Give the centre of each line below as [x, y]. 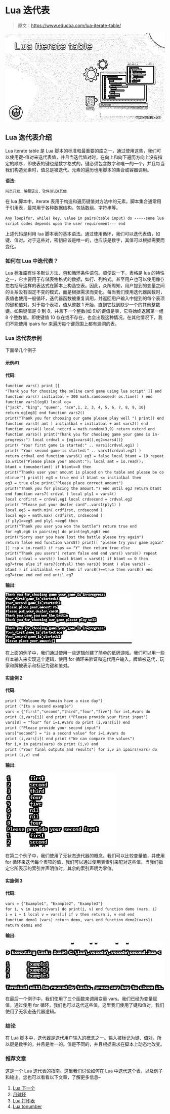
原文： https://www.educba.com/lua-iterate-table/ [69, 25]
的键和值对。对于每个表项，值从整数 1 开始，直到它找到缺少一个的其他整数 [83, 305]
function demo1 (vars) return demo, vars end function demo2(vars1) [79, 920]
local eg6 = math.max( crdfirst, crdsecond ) [54, 515]
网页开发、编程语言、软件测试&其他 [36, 191]
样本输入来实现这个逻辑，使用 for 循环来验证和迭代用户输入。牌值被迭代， [83, 659]
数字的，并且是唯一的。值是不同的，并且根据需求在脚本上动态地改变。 [92, 1044]
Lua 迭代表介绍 [29, 138]
